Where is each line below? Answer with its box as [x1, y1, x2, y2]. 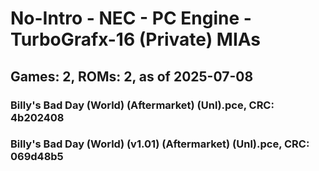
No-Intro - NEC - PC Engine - [10, 7, 252, 30]
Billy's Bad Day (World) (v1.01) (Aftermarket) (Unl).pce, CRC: [10, 137, 310, 151]
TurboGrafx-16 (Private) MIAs [10, 28, 262, 51]
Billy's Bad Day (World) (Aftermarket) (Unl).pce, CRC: [10, 98, 275, 112]
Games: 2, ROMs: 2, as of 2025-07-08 [10, 68, 254, 85]
